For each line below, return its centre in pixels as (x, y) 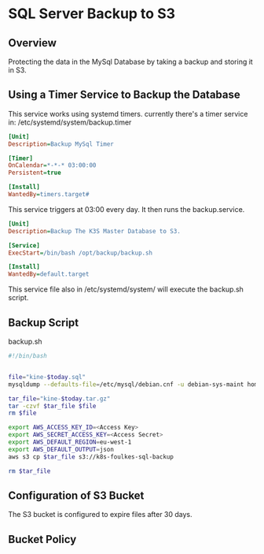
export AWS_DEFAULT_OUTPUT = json (61, 449)
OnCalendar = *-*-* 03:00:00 (52, 165)
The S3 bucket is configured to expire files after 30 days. (100, 515)
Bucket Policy (42, 539)
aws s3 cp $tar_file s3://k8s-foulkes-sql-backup (91, 457)
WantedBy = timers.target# (49, 195)
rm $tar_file (29, 471)
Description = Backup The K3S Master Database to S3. (94, 231)
